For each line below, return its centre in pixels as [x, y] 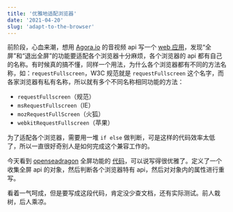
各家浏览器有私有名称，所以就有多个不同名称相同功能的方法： [96, 82]
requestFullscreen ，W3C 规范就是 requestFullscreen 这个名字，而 [128, 73]
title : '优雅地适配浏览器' [42, 14]
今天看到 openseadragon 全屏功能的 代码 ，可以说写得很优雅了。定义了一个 [115, 161]
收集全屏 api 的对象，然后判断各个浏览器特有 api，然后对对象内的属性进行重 [116, 170]
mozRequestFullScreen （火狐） [61, 114]
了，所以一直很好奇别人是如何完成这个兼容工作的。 [80, 146]
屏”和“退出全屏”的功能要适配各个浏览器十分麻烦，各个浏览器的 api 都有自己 [115, 56]
